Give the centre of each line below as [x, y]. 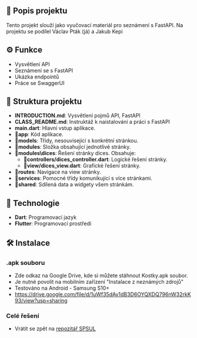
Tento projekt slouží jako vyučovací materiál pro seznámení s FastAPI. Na [95, 25]
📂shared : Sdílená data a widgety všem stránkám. [74, 185]
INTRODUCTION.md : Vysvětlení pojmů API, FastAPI [78, 116]
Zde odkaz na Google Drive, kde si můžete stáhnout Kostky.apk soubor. [101, 275]
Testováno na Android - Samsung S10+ [62, 288]
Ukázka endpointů [37, 77]
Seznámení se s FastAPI [44, 70]
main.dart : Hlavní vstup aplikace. [55, 128]
